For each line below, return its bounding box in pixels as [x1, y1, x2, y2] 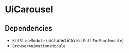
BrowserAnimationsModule [12, 44, 66, 49]
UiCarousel [5, 4, 53, 15]
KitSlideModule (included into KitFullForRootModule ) [12, 37, 124, 43]
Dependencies [5, 24, 52, 33]
